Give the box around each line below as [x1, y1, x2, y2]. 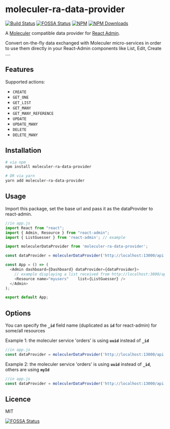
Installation [5, 146, 41, 155]
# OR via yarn [5, 174, 35, 179]
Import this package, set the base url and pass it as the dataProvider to [5, 205, 153, 211]
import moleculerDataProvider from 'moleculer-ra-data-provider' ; [5, 244, 148, 249]
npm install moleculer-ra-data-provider [5, 164, 92, 169]
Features [5, 65, 34, 74]
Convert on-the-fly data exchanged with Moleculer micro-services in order [5, 39, 161, 46]
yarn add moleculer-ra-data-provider [5, 178, 85, 183]
